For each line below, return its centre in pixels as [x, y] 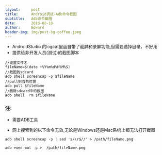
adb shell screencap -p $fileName [40, 76]
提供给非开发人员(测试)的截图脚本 [46, 52]
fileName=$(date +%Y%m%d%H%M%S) [38, 67]
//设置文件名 [16, 63]
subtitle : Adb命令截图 [29, 18]
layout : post [23, 9]
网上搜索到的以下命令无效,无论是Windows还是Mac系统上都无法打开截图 [84, 130]
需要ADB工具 [25, 120]
